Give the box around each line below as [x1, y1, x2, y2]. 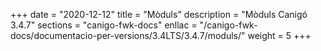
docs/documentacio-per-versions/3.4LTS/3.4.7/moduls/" [10, 30, 246, 41]
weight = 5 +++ [247, 30, 312, 41]
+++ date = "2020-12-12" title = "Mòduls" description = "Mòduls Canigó [10, 9, 308, 20]
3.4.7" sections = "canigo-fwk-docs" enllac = [10, 19, 198, 31]
